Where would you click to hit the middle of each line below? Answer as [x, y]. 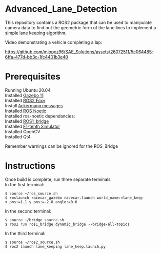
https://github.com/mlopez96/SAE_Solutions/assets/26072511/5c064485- [80, 52]
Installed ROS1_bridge [27, 121]
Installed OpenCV [23, 131]
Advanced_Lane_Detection [61, 9]
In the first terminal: [25, 184]
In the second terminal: [28, 211]
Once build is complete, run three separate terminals [58, 179]
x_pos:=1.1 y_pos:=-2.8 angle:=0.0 [41, 202]
